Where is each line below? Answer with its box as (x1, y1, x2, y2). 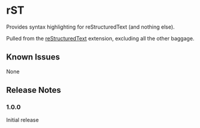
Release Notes (6, 85, 61, 95)
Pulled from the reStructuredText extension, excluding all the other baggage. (6, 35, 195, 42)
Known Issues (6, 52, 60, 63)
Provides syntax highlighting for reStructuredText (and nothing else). (6, 23, 175, 30)
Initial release (6, 117, 39, 124)
